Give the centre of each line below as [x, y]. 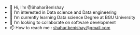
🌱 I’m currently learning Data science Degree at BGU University [72, 17]
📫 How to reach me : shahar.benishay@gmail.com [60, 28]
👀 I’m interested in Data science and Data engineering [63, 12]
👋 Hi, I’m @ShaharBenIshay [37, 7]
